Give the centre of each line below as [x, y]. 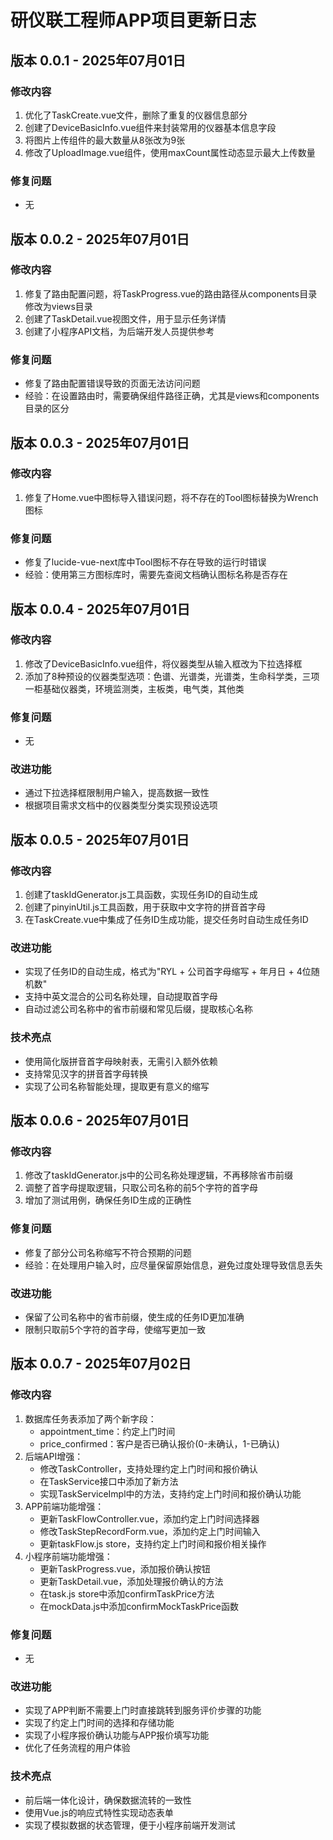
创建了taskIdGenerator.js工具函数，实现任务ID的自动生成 [141, 895]
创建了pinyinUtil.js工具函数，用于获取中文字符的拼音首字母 [145, 907]
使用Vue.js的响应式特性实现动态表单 [99, 1812]
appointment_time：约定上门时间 [107, 1431]
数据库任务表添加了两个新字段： [90, 1418]
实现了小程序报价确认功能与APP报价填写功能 [117, 1735]
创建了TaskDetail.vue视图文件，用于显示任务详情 [125, 318]
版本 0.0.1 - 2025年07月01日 [98, 60]
